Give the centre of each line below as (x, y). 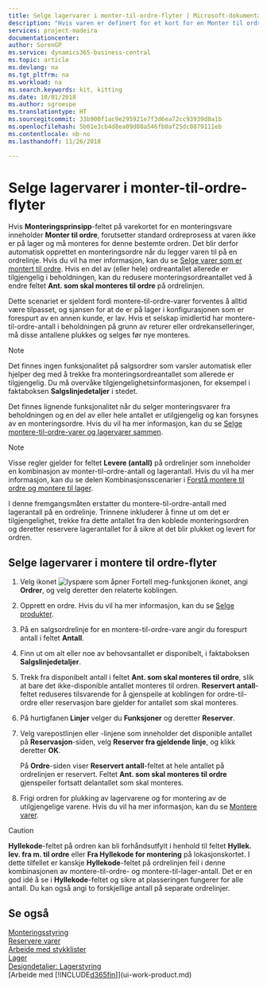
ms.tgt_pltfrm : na (39, 75)
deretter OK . (40, 751)
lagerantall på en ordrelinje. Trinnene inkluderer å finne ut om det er (119, 512)
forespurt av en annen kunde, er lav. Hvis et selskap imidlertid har (116, 318)
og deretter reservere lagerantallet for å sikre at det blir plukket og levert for (132, 529)
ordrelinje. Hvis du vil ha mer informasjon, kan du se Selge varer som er (125, 260)
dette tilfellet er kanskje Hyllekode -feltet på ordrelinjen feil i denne (117, 863)
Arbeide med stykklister (47, 950)
